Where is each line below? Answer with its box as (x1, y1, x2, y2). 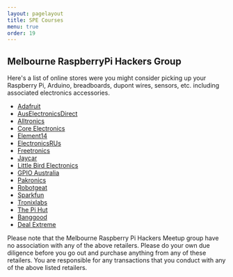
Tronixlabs (17, 198, 47, 207)
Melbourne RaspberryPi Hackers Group (7, 55, 182, 67)
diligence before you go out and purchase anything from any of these (7, 248, 207, 258)
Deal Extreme (17, 221, 56, 229)
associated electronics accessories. (7, 88, 110, 97)
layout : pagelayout (7, 10, 64, 17)
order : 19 (7, 29, 36, 37)
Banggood (17, 213, 47, 221)
